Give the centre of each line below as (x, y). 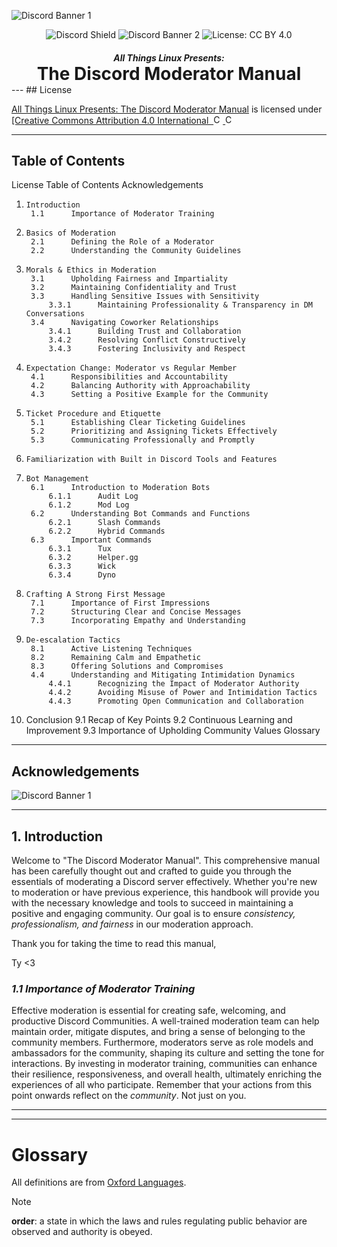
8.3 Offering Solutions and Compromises (127, 666)
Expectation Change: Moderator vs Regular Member (131, 368)
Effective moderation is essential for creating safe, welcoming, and (148, 1011)
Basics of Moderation (70, 233)
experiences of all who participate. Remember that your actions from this (162, 1085)
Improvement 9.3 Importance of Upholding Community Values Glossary (173, 731)
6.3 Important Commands (91, 540)
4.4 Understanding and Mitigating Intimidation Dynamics (163, 675)
